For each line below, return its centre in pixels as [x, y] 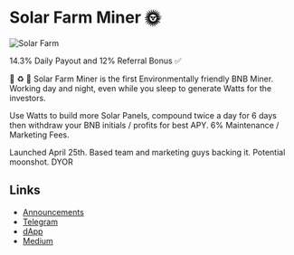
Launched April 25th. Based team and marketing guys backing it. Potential [147, 152]
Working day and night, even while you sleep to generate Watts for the [141, 88]
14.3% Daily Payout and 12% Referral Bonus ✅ [95, 61]
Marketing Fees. [39, 135]
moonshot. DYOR [42, 162]
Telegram [40, 222]
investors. [28, 98]
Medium [38, 241]
